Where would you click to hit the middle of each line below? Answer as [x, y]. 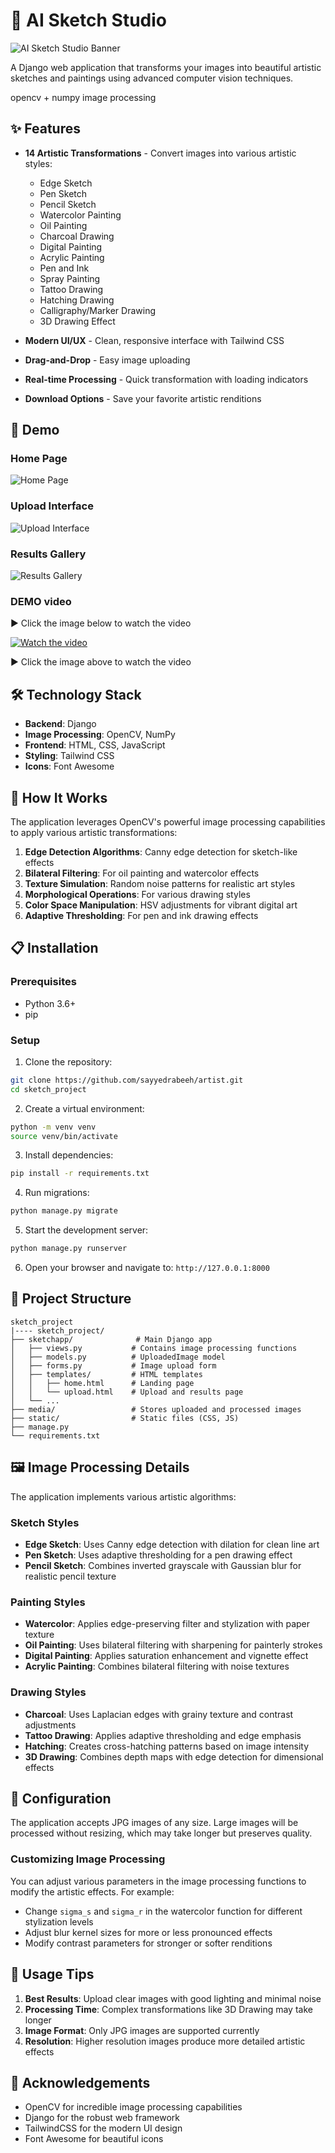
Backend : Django [60, 724]
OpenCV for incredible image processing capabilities [133, 2107]
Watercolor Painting [80, 215]
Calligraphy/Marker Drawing [98, 310]
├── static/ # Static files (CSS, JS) [125, 1418]
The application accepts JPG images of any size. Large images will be [154, 1823]
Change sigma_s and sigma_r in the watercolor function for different [163, 1911]
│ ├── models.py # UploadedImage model [118, 1357]
